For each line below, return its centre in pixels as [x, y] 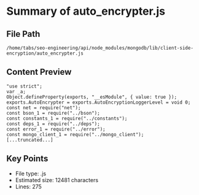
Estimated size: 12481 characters [57, 180]
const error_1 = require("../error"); [56, 129]
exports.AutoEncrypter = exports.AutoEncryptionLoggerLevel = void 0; [99, 102]
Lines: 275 [28, 186]
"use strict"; [25, 86]
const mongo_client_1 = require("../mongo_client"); [75, 134]
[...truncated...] [30, 140]
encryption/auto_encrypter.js [45, 53]
